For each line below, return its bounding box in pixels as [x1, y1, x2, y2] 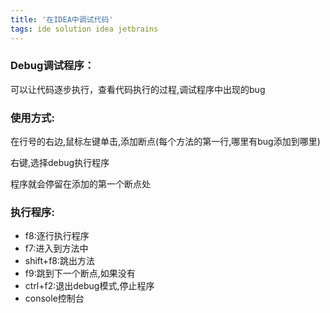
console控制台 [24, 292, 85, 305]
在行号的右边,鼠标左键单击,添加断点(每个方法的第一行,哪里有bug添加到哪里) [10, 136, 321, 148]
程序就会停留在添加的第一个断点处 [10, 178, 151, 190]
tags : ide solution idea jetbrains [10, 24, 159, 34]
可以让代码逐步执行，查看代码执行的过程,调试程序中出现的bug [10, 83, 266, 95]
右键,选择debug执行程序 [10, 157, 110, 169]
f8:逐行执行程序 [24, 230, 90, 242]
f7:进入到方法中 [24, 242, 89, 255]
